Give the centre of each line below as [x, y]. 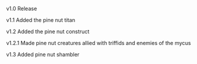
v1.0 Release [22, 9]
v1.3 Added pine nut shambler [43, 55]
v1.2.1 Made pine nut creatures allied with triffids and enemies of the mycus [98, 43]
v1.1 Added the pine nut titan [41, 20]
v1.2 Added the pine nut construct [48, 31]
